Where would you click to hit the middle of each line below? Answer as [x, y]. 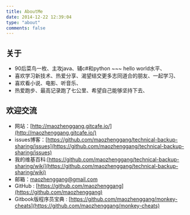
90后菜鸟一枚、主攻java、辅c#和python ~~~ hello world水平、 [90, 69]
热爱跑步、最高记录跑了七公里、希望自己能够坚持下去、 [81, 90]
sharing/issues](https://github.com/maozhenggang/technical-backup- [99, 146]
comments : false [26, 28]
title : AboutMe [25, 11]
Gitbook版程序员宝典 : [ [43, 199]
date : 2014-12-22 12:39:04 [39, 17]
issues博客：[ [31, 139]
